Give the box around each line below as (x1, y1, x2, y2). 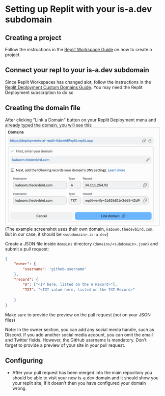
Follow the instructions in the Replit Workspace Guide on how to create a (5, 47, 152, 52)
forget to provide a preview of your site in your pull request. (5, 342, 125, 348)
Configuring (5, 357, 43, 365)
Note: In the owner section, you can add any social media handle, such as (5, 326, 155, 333)
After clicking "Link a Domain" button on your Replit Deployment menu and (5, 117, 156, 122)
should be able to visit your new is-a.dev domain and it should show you (12, 375, 159, 381)
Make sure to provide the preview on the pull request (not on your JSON (5, 311, 151, 318)
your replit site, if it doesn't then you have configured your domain (12, 380, 146, 386)
